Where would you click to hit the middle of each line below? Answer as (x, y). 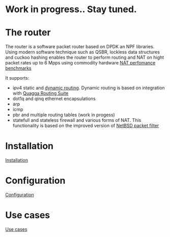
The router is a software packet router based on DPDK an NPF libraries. (80, 47)
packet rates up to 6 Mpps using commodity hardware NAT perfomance (80, 63)
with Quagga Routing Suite (40, 93)
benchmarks (18, 68)
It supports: (17, 78)
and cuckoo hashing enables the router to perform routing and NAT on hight (84, 57)
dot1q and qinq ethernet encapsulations (54, 99)
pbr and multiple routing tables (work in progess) (64, 115)
